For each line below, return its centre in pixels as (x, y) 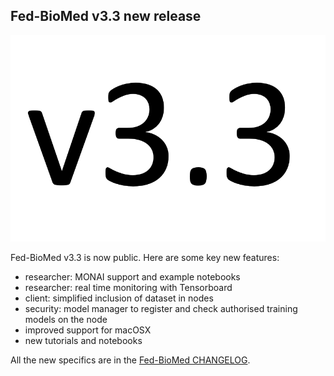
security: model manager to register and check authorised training (161, 308)
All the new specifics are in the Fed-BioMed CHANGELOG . (130, 360)
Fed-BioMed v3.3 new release (106, 16)
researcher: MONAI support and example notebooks (132, 276)
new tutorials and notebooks (83, 340)
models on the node (66, 319)
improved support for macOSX (88, 330)
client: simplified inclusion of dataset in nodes (119, 298)
